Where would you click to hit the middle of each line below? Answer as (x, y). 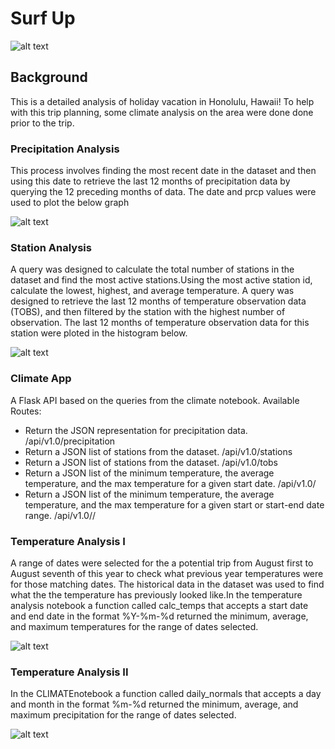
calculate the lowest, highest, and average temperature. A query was (152, 291)
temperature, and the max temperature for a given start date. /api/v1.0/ (170, 483)
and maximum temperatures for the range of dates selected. (134, 626)
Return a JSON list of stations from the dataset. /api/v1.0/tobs (151, 462)
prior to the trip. (42, 123)
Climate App (41, 379)
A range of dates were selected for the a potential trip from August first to (162, 563)
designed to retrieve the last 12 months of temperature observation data (158, 301)
